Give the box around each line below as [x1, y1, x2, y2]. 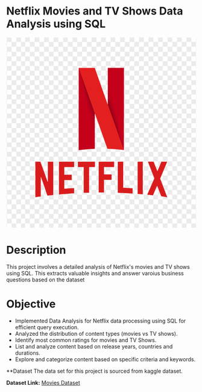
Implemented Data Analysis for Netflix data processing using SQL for [14, 317, 186, 324]
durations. [14, 349, 40, 356]
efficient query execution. [14, 323, 80, 330]
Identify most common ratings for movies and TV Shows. [14, 336, 157, 344]
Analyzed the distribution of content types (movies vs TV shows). [14, 330, 178, 337]
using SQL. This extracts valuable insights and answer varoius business [6, 269, 184, 277]
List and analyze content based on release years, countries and [14, 342, 173, 350]
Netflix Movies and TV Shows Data [6, 4, 183, 18]
